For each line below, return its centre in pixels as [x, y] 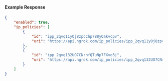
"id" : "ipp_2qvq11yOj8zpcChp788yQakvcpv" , [76, 36]
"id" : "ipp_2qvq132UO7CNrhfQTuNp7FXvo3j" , [76, 55]
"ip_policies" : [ [32, 27]
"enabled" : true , [32, 23]
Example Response [25, 7]
